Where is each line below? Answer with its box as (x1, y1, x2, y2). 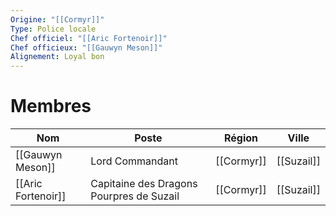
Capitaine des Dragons (90, 177, 198, 191)
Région (223, 131, 259, 145)
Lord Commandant (90, 154, 178, 168)
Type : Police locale (10, 24, 97, 34)
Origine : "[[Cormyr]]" (10, 14, 105, 25)
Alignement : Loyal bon (10, 52, 105, 62)
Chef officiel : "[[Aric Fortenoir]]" (10, 33, 168, 43)
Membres (10, 95, 92, 118)
